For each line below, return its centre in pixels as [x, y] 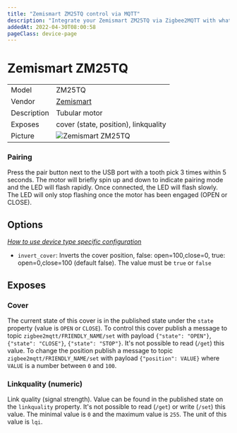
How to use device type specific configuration [74, 242]
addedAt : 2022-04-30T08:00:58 [52, 27]
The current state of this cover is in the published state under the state [110, 320]
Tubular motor [79, 113]
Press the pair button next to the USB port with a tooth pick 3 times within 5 [117, 172]
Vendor [23, 102]
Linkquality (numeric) [45, 384]
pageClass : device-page [42, 34]
